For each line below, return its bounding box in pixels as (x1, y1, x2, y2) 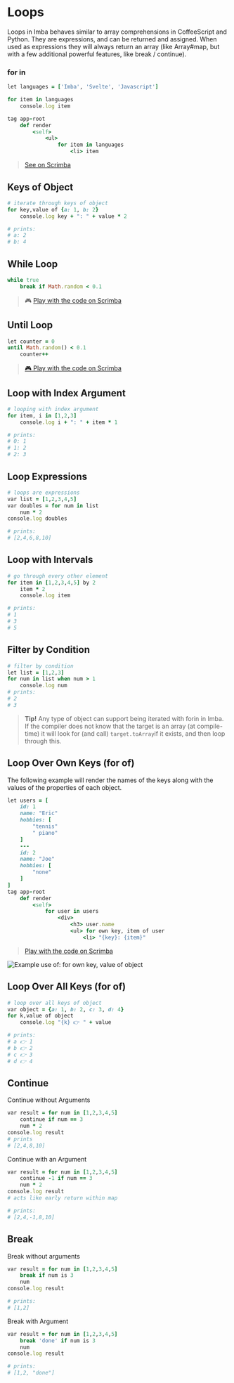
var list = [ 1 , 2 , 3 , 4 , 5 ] (7, 495, 77, 502)
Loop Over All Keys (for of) (7, 981, 126, 993)
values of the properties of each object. (7, 783, 122, 791)
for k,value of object (7, 1013, 74, 1020)
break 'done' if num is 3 (20, 1337, 96, 1344)
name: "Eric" (20, 810, 58, 817)
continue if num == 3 (20, 1116, 83, 1123)
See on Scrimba (24, 161, 72, 169)
